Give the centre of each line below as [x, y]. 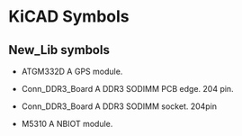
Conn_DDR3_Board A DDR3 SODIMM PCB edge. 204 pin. [128, 89]
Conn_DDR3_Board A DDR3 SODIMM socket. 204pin [119, 106]
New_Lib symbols [59, 50]
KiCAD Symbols [69, 17]
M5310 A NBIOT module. [67, 124]
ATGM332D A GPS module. [72, 71]
